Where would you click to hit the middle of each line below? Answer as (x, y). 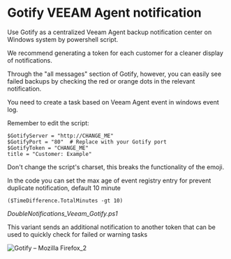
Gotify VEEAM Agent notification (105, 13)
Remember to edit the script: (48, 123)
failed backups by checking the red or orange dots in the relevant (101, 81)
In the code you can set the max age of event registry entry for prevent (109, 180)
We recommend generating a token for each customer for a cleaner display (115, 53)
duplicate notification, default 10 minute (64, 188)
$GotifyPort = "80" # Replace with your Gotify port (87, 142)
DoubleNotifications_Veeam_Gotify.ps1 (63, 213)
